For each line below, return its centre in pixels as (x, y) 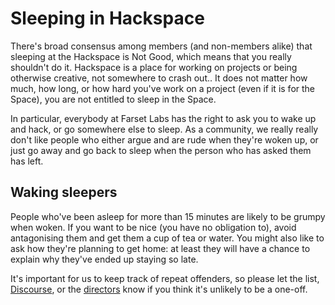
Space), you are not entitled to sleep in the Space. (113, 99)
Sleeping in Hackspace (107, 18)
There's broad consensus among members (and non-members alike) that (161, 46)
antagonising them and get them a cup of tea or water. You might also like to (167, 238)
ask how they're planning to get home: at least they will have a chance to (160, 248)
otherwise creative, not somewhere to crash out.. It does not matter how (159, 78)
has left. (27, 161)
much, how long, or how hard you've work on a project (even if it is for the (162, 88)
